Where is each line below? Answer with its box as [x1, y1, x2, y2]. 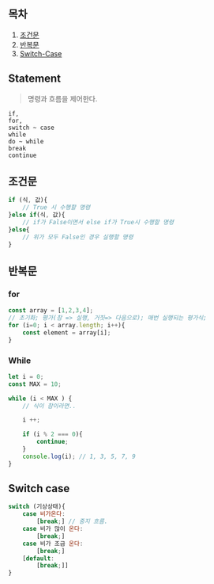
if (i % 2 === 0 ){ [22, 430, 83, 438]
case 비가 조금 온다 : [22, 540, 84, 548]
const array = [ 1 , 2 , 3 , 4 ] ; [8, 307, 93, 315]
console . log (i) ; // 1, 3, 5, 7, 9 [22, 452, 136, 460]
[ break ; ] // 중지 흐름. [36, 517, 108, 525]
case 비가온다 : [22, 510, 66, 518]
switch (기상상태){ [8, 502, 66, 511]
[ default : [22, 554, 55, 563]
